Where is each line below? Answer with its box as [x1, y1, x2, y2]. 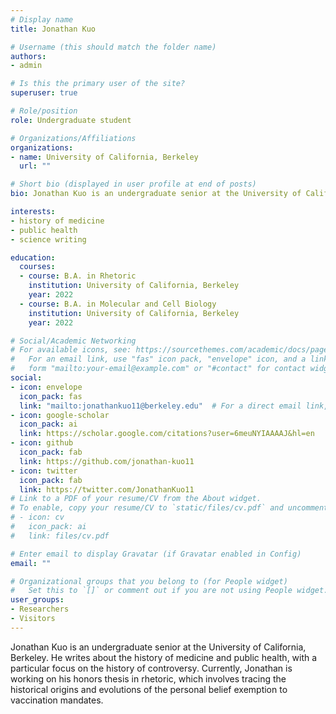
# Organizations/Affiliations [10, 133, 137, 143]
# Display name [10, 14, 74, 25]
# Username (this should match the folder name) [10, 42, 217, 52]
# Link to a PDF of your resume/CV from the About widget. [10, 494, 262, 504]
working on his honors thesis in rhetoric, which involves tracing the [10, 672, 287, 685]
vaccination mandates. [10, 694, 104, 706]
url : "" [19, 161, 52, 171]
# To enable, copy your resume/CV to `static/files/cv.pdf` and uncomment [10, 503, 329, 513]
